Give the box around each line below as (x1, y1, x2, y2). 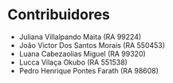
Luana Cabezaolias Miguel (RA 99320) (18, 49, 147, 58)
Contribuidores (7, 6, 111, 24)
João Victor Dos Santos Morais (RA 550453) (18, 40, 165, 49)
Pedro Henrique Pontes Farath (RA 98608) (18, 65, 159, 75)
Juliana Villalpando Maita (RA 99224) (18, 32, 142, 41)
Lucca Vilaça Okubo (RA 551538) (18, 57, 128, 67)
